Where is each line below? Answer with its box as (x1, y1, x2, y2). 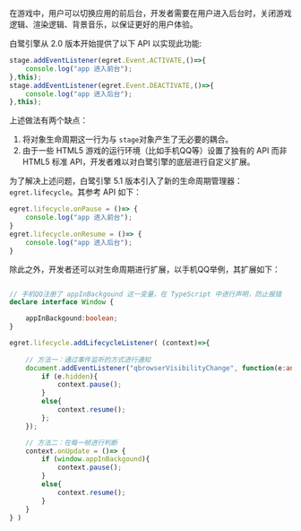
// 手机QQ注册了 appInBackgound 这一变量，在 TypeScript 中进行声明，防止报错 (9, 290, 282, 299)
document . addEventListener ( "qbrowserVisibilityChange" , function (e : (25, 363, 287, 372)
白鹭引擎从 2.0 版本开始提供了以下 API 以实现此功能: (9, 39, 202, 48)
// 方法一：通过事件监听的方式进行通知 (25, 355, 151, 364)
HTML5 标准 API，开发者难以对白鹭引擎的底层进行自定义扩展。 (21, 156, 255, 168)
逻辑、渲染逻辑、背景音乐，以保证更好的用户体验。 (9, 19, 198, 30)
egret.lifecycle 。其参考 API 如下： (9, 187, 142, 197)
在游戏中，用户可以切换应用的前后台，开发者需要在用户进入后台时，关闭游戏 (9, 8, 292, 18)
